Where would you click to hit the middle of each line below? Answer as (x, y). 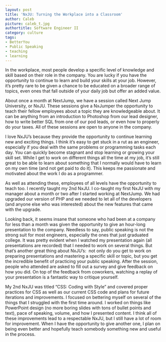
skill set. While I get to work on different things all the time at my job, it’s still (82, 158)
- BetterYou (17, 42)
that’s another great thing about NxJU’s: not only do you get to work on (78, 251)
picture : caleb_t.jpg (28, 24)
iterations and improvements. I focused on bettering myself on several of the (83, 297)
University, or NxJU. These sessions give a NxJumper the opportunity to (79, 106)
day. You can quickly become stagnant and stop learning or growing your (80, 152)
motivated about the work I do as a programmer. (55, 174)
